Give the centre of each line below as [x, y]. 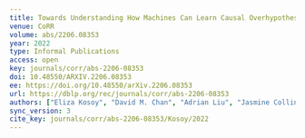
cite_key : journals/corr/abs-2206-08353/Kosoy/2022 [109, 119]
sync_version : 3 [40, 111]
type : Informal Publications [64, 52]
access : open [34, 60]
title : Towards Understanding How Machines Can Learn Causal [128, 18]
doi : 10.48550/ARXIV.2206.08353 [70, 77]
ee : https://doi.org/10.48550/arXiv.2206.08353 [101, 85]
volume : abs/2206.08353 [54, 34]
